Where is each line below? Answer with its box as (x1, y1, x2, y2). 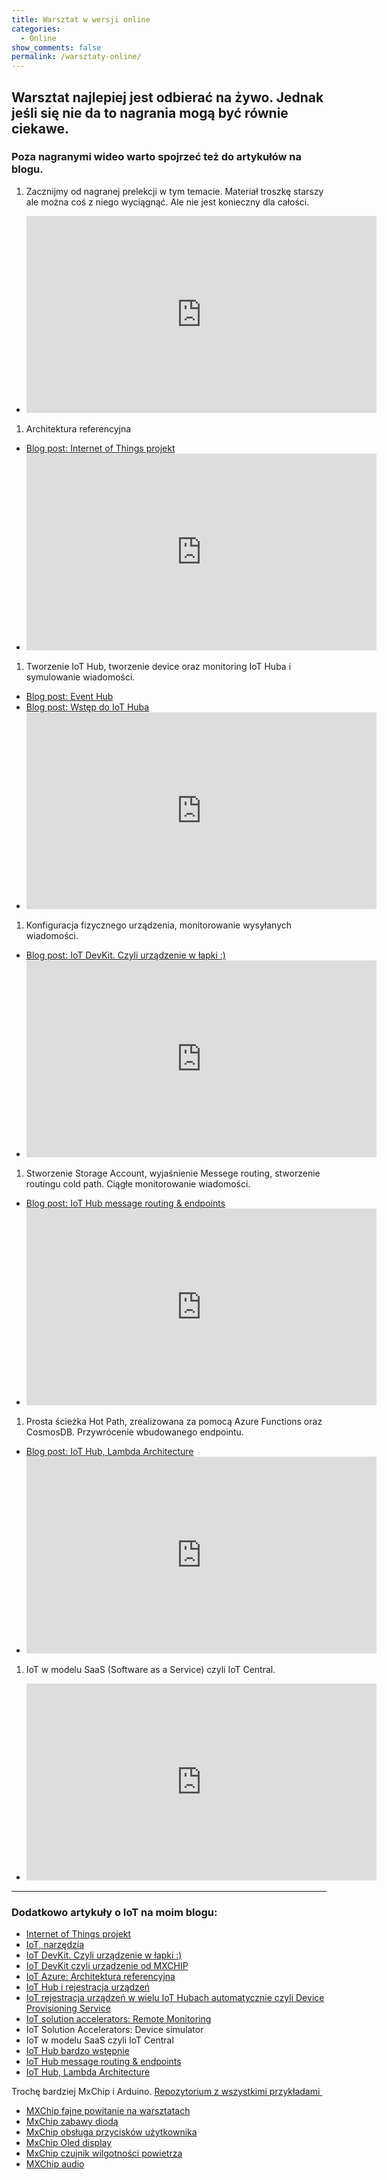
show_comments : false (11, 42, 102, 53)
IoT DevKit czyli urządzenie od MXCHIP (25, 1960, 189, 1972)
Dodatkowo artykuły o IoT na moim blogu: (11, 1905, 218, 1919)
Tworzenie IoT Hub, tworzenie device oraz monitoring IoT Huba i (25, 660, 292, 672)
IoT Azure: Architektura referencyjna (25, 1971, 176, 1983)
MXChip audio (25, 2158, 85, 2170)
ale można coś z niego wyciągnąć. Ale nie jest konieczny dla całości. (25, 196, 310, 208)
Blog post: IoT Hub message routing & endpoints (25, 1197, 226, 1209)
